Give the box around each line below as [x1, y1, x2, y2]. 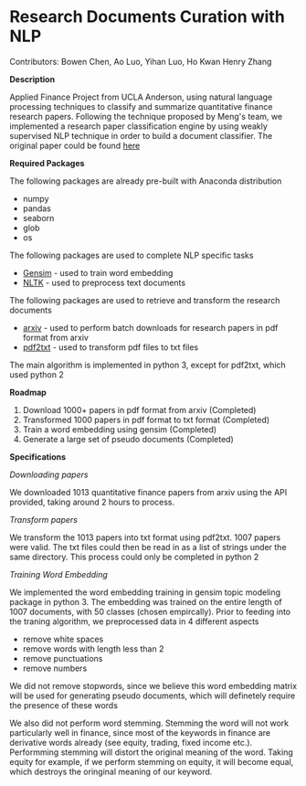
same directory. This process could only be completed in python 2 [9, 551, 259, 562]
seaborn [22, 212, 55, 223]
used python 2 [9, 368, 64, 380]
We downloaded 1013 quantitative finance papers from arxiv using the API [9, 486, 288, 497]
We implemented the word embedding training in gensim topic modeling [9, 587, 281, 598]
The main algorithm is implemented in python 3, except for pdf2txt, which [9, 359, 286, 370]
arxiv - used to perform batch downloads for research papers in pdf [22, 322, 279, 333]
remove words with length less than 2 [22, 643, 164, 654]
